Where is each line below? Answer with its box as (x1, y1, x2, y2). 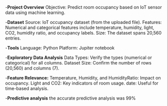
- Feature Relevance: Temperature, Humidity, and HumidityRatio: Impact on (5, 75, 161, 80)
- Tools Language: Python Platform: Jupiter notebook (5, 45, 115, 50)
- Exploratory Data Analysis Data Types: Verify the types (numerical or (5, 54, 152, 60)
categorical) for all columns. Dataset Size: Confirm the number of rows (5, 60, 152, 65)
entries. (5, 35, 21, 41)
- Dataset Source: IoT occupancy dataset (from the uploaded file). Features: (5, 19, 162, 25)
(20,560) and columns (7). (5, 65, 59, 71)
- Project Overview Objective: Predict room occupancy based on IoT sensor (5, 4, 162, 10)
